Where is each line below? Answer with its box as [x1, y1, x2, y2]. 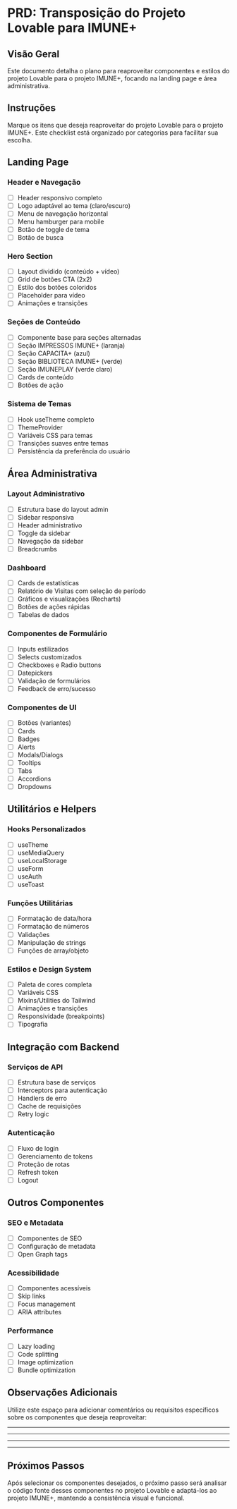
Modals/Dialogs [17, 750, 63, 759]
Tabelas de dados [17, 611, 70, 619]
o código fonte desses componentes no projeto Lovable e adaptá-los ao [7, 1486, 217, 1494]
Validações [17, 930, 50, 939]
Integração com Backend [7, 1041, 120, 1053]
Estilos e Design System [7, 964, 92, 974]
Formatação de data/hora [17, 915, 92, 923]
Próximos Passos [7, 1460, 85, 1472]
